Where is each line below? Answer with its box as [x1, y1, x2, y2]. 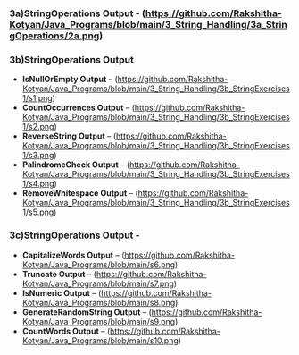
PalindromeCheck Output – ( [21, 159, 130, 170]
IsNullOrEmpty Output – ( [21, 74, 118, 85]
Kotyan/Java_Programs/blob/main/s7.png [21, 278, 174, 289]
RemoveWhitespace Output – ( [21, 188, 138, 199]
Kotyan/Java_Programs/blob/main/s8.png [21, 297, 176, 308]
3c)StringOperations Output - [9, 229, 140, 241]
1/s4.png [21, 178, 54, 190]
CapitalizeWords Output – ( [21, 249, 125, 260]
